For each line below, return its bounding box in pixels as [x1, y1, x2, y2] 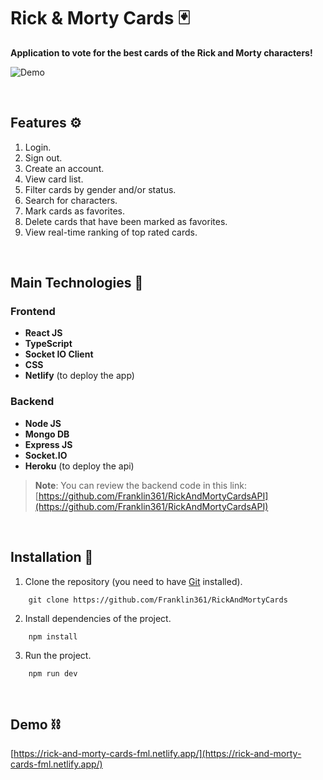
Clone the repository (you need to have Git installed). [24, 575, 243, 587]
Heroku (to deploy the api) [24, 460, 135, 472]
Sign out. [24, 151, 63, 164]
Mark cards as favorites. [24, 205, 125, 217]
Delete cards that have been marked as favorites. [24, 215, 228, 227]
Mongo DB [24, 428, 70, 440]
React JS [24, 327, 63, 339]
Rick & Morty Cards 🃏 [10, 7, 190, 30]
